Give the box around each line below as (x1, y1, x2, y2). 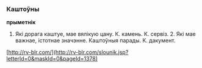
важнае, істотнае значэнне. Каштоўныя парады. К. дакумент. (15, 37, 176, 44)
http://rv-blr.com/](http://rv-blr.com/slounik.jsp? (8, 49, 129, 56)
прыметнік (6, 19, 36, 26)
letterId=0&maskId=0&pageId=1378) (6, 55, 98, 63)
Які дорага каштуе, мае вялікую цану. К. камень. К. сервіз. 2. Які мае (15, 30, 197, 38)
